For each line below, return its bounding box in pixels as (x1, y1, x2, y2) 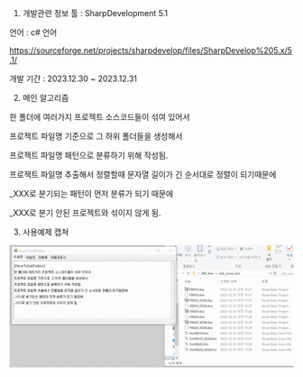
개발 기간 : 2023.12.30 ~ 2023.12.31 (9, 73, 138, 84)
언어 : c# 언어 (9, 27, 58, 38)
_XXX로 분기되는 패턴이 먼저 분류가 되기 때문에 (9, 188, 174, 198)
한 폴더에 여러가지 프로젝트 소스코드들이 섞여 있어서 (9, 112, 190, 122)
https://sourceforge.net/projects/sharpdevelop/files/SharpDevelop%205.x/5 (9, 45, 293, 56)
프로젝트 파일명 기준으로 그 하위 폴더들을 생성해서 (9, 131, 183, 142)
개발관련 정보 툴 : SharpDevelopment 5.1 (22, 8, 169, 18)
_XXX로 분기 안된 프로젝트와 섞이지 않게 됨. (9, 207, 161, 218)
